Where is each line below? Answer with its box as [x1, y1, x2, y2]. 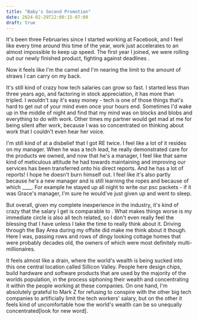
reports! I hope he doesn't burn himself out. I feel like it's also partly [6, 171, 171, 178]
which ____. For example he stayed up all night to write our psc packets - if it [6, 184, 191, 191]
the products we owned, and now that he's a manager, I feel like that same [6, 152, 187, 159]
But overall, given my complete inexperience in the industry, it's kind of [6, 201, 179, 209]
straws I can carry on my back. [6, 72, 82, 80]
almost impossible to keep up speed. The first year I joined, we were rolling [6, 49, 189, 56]
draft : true [6, 20, 35, 25]
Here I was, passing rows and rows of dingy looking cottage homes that [6, 233, 181, 240]
